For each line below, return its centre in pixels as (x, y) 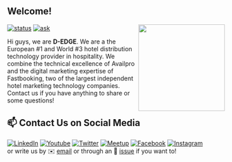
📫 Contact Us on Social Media (74, 123)
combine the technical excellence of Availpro (71, 63)
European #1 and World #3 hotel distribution (70, 48)
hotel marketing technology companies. (64, 85)
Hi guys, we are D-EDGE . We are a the (61, 42)
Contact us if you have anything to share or (69, 93)
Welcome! (29, 11)
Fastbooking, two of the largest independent (70, 78)
